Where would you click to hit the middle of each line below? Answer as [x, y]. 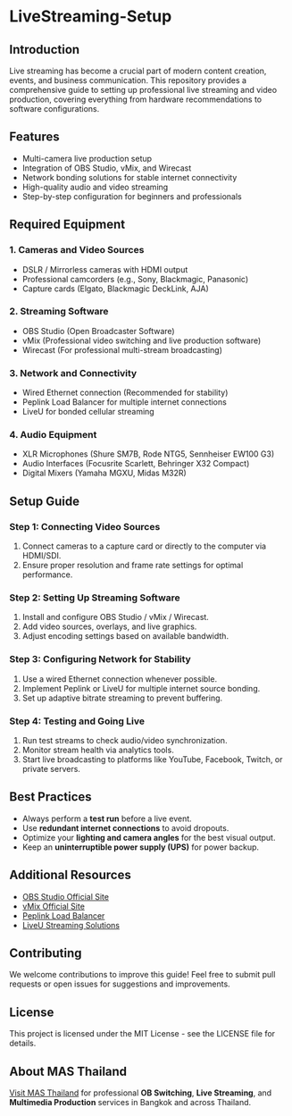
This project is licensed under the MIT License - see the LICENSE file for [142, 1034]
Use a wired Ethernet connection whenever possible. [119, 679]
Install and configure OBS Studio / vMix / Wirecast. [116, 617]
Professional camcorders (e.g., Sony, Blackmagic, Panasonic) [135, 279]
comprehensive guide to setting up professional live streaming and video [143, 90]
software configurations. [54, 109]
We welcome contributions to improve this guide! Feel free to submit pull [142, 975]
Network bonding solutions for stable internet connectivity [129, 177]
